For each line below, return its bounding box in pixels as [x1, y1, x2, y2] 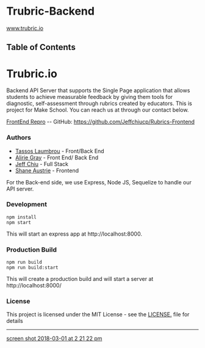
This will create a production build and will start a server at [6, 275, 154, 283]
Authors [6, 133, 32, 142]
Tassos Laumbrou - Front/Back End [15, 147, 105, 154]
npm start [6, 219, 32, 225]
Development [6, 200, 48, 209]
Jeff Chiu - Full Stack [15, 160, 69, 167]
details [6, 317, 23, 325]
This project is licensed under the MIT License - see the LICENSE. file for [6, 311, 190, 318]
